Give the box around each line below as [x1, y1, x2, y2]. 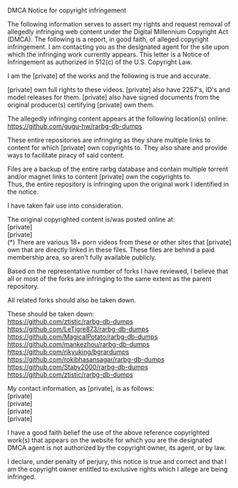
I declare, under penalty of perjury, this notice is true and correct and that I [7, 457, 227, 466]
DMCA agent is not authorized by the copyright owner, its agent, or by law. [7, 444, 227, 452]
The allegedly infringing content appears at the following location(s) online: [7, 114, 228, 123]
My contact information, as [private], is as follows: [7, 385, 155, 392]
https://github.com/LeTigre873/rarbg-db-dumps [7, 325, 150, 333]
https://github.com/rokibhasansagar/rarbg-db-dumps [7, 355, 165, 363]
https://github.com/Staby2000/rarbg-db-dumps [7, 363, 148, 371]
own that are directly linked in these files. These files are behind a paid [7, 245, 215, 254]
